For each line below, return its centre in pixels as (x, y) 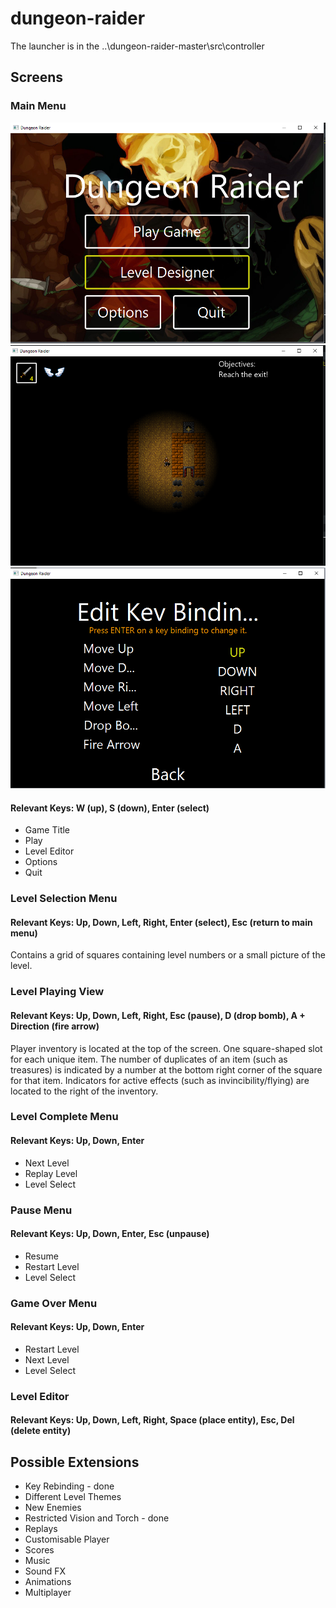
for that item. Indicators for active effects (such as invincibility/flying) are (160, 1080)
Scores (39, 1550)
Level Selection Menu (64, 899)
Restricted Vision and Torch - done (97, 1518)
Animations (48, 1582)
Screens (36, 77)
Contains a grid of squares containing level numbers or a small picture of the (168, 955)
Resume (41, 1256)
